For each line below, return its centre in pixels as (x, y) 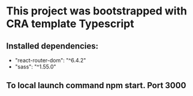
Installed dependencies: (52, 46)
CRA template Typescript (70, 24)
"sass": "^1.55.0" (35, 67)
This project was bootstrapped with (97, 11)
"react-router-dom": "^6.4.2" (50, 60)
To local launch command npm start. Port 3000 (96, 85)
